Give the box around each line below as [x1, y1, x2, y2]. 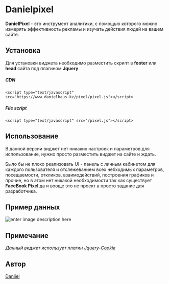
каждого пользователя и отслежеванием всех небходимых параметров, [5, 166, 164, 172]
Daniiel [5, 273, 20, 279]
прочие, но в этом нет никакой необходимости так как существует [5, 177, 152, 183]
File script [5, 105, 27, 111]
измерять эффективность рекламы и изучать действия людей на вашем [5, 26, 164, 32]
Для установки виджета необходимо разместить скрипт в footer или [5, 60, 157, 66]
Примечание [5, 231, 49, 240]
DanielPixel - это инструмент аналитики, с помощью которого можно [5, 20, 158, 27]
